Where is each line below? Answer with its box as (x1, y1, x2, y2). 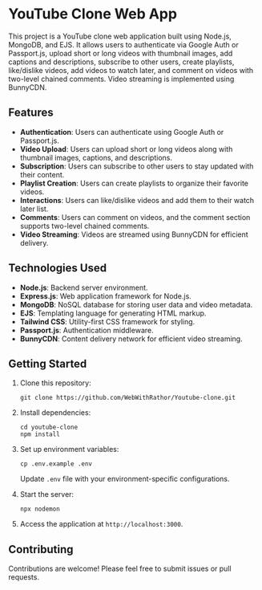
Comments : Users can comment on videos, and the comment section (19, 212, 251, 222)
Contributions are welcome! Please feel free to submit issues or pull (8, 564, 232, 574)
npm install (19, 430, 60, 438)
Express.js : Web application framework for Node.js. (19, 291, 192, 301)
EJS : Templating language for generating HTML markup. (19, 308, 207, 318)
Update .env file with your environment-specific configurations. (19, 474, 230, 484)
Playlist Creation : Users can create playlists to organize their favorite (19, 178, 248, 188)
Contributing (8, 543, 74, 556)
